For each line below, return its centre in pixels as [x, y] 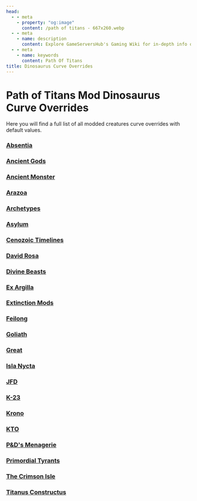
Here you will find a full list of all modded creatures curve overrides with [93, 124]
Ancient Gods [26, 161]
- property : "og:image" [46, 22]
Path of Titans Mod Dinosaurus [83, 95]
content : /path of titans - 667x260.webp [73, 28]
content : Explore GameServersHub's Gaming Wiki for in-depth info [104, 45]
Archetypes [23, 208]
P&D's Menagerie [31, 445]
